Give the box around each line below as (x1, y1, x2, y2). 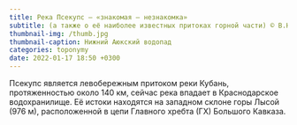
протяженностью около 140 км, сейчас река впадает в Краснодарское (9, 87, 278, 98)
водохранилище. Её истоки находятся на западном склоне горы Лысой (9, 97, 280, 107)
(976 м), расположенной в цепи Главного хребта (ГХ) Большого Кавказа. (9, 107, 286, 116)
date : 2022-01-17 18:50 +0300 (9, 54, 121, 62)
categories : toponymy (9, 46, 89, 55)
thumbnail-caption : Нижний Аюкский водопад (9, 37, 172, 47)
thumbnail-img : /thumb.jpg (9, 29, 109, 38)
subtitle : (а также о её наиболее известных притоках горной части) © (9, 21, 275, 30)
